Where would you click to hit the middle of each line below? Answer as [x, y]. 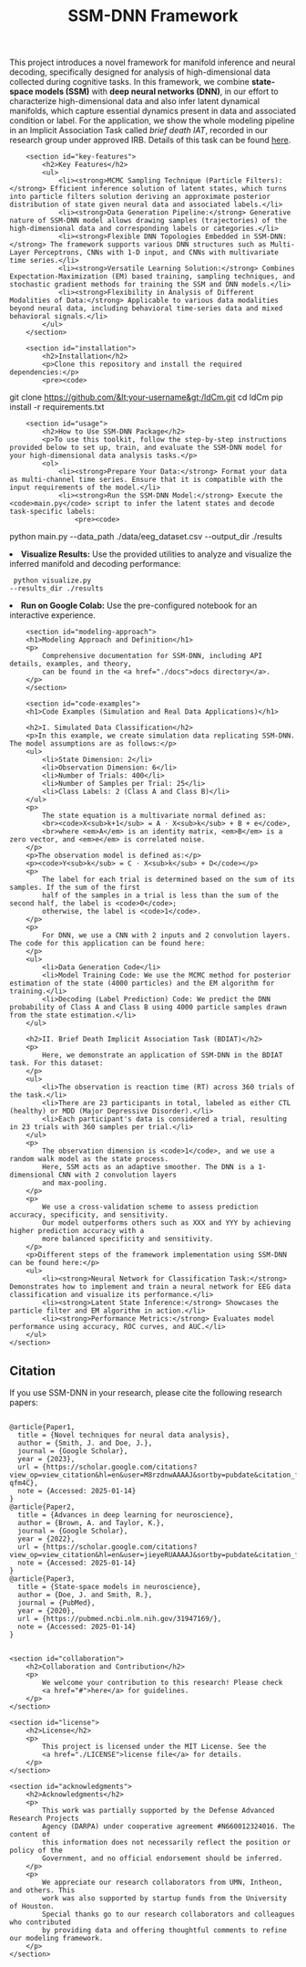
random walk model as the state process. [89, 1159]
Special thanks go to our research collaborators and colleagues [169, 1914]
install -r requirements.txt [57, 407]
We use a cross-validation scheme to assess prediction [150, 1207]
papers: [24, 1402]
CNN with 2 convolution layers [117, 1175]
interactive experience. [52, 615]
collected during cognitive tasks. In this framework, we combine [130, 82]
